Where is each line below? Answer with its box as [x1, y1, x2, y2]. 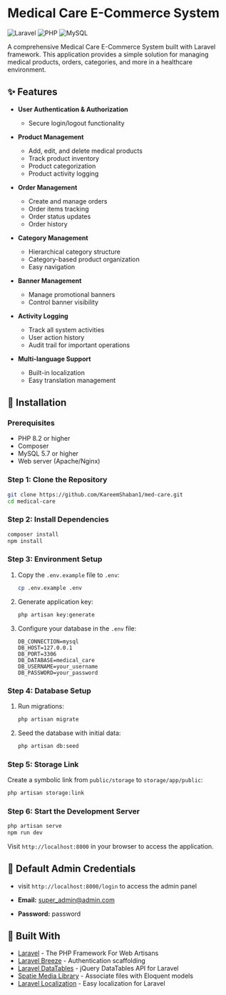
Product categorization [28, 161, 96, 170]
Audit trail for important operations [28, 341, 130, 349]
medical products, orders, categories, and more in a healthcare [7, 57, 192, 66]
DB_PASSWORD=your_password [17, 669, 98, 676]
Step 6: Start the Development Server [7, 806, 140, 816]
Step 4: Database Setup [7, 686, 91, 696]
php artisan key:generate [17, 611, 95, 619]
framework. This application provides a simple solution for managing [7, 50, 209, 59]
